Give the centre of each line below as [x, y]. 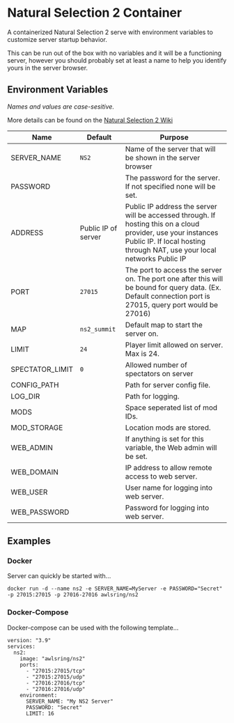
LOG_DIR [25, 396]
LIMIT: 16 [40, 713]
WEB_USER [29, 492]
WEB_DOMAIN [35, 472]
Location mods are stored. [168, 428]
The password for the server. [173, 178]
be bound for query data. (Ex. [173, 287]
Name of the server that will [170, 149]
